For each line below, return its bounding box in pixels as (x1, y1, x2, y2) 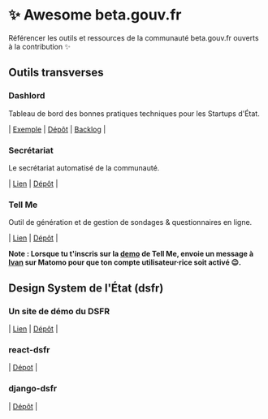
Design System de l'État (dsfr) (8, 281, 164, 295)
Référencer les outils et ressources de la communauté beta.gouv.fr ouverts (8, 32, 259, 42)
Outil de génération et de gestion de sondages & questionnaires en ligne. (8, 218, 253, 227)
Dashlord (8, 90, 45, 102)
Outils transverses (8, 66, 104, 80)
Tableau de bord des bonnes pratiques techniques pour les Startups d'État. (8, 108, 260, 119)
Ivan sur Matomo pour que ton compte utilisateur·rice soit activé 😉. (8, 257, 242, 267)
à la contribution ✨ (8, 41, 71, 51)
